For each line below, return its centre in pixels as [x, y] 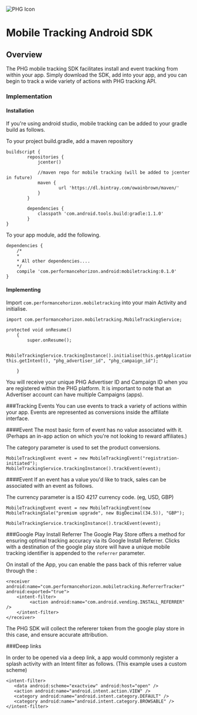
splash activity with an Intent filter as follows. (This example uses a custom [96, 664]
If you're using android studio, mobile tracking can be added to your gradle [97, 124]
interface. [18, 418]
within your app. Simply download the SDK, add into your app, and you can [97, 75]
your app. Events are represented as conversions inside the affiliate [87, 413]
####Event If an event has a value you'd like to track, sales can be [86, 480]
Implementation [29, 96]
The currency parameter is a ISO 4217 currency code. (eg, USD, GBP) [90, 497]
